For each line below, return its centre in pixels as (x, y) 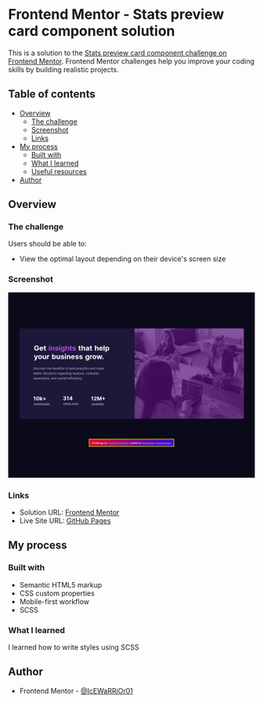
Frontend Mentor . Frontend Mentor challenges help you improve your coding (131, 61)
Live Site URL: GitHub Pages (65, 521)
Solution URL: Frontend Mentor (69, 512)
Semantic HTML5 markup (61, 585)
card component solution (92, 31)
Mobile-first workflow (54, 601)
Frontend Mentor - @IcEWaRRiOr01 (76, 690)
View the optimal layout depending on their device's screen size (122, 259)
